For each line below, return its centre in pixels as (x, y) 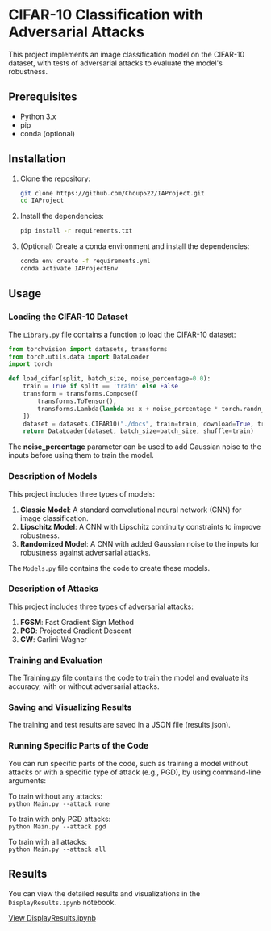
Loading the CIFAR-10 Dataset (69, 317)
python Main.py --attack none (59, 804)
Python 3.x (38, 116)
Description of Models (53, 476)
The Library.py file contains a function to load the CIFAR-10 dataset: (122, 334)
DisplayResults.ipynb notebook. (63, 902)
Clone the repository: (55, 178)
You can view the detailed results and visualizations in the (104, 893)
